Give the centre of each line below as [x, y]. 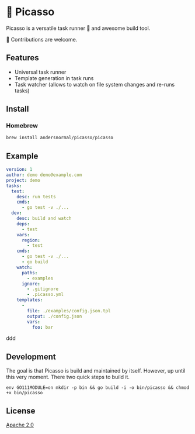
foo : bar [43, 327]
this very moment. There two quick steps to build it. [68, 377]
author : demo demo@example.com [44, 175]
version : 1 [19, 170]
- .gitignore [43, 289]
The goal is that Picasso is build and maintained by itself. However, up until [96, 371]
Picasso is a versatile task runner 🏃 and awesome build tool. [78, 28]
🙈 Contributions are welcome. [42, 39]
